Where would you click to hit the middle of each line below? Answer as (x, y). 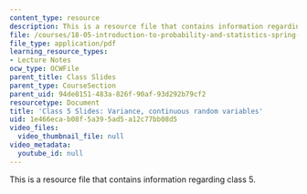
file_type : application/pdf (63, 43)
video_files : (34, 128)
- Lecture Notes (40, 60)
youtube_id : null (51, 153)
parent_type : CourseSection (63, 86)
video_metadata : (40, 145)
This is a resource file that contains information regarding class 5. (132, 179)
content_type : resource (55, 18)
